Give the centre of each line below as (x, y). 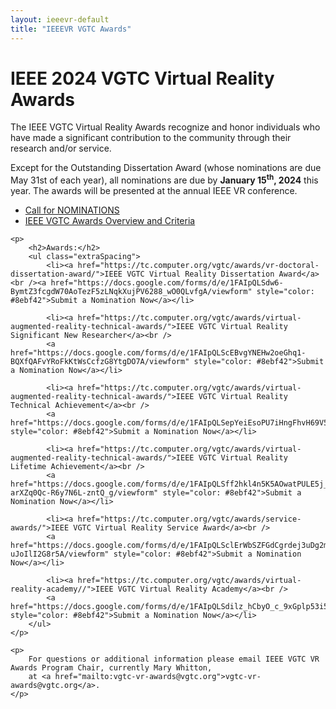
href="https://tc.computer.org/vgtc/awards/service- (189, 519)
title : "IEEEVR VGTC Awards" (71, 29)
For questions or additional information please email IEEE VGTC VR (174, 659)
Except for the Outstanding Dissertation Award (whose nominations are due (166, 168)
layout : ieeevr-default (60, 19)
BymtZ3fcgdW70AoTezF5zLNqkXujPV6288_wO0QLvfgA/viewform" (131, 292)
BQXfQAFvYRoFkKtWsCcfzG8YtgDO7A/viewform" (100, 362)
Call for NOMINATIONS (72, 210)
